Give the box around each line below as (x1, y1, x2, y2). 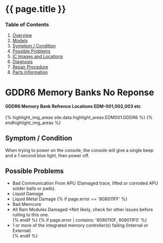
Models (12, 38, 28, 44)
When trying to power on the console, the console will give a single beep (5, 147, 154, 153)
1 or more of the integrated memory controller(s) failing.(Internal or (12, 222, 149, 228)
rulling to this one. (12, 212, 50, 218)
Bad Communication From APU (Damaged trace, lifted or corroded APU (12, 180, 159, 186)
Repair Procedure (12, 64, 49, 70)
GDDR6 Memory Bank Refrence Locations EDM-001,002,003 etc (5, 103, 141, 110)
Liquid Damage (12, 190, 44, 196)
